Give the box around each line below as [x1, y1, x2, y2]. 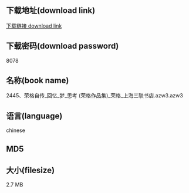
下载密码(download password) [6, 41, 119, 51]
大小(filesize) [6, 165, 55, 175]
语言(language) [6, 111, 63, 121]
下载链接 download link [6, 22, 62, 29]
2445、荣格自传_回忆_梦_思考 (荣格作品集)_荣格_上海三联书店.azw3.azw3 [6, 92, 183, 99]
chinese [6, 127, 25, 134]
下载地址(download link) [6, 5, 96, 16]
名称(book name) [6, 76, 69, 86]
